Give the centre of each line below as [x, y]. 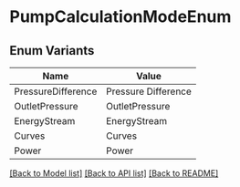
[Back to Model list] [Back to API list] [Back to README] [114, 173]
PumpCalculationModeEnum [120, 17]
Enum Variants [52, 51]
